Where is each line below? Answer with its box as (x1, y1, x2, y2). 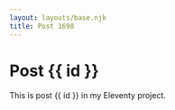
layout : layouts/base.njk (9, 13, 106, 23)
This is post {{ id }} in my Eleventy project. (9, 90, 167, 101)
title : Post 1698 (9, 22, 75, 31)
